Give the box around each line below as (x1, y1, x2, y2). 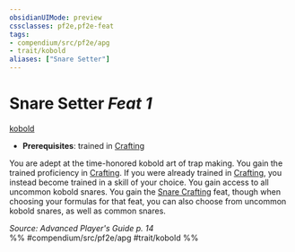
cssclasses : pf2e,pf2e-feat (9, 22, 115, 30)
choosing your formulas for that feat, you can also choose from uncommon (9, 196, 287, 206)
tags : (9, 30, 30, 39)
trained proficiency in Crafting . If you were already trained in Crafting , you (9, 167, 282, 178)
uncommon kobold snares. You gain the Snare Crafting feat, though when (9, 186, 281, 197)
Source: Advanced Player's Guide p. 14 (9, 222, 154, 233)
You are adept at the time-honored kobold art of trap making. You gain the (9, 158, 283, 169)
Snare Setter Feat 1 (9, 93, 152, 114)
